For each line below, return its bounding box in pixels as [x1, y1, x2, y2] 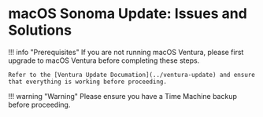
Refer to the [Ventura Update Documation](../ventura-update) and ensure [8, 71, 256, 79]
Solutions [8, 21, 72, 39]
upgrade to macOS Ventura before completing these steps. [8, 56, 200, 65]
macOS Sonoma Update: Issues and [8, 5, 248, 23]
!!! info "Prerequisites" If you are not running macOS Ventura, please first [8, 47, 244, 57]
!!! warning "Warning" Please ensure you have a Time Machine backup [8, 91, 238, 101]
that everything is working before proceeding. [8, 78, 168, 86]
